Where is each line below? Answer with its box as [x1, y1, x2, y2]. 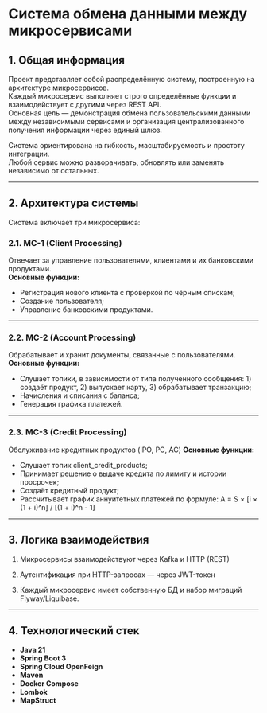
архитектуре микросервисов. [8, 83, 110, 92]
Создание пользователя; [19, 296, 105, 306]
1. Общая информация [8, 53, 126, 67]
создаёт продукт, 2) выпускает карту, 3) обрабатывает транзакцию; [19, 383, 252, 392]
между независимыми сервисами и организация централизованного [8, 117, 245, 126]
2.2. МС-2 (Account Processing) [8, 332, 137, 343]
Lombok [19, 688, 48, 697]
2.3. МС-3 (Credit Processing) [8, 427, 127, 438]
